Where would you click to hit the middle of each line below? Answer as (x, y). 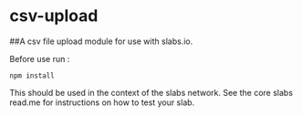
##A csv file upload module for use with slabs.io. (101, 41)
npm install (32, 75)
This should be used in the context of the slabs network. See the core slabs (151, 92)
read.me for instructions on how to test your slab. (102, 102)
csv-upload (54, 16)
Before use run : (40, 58)
